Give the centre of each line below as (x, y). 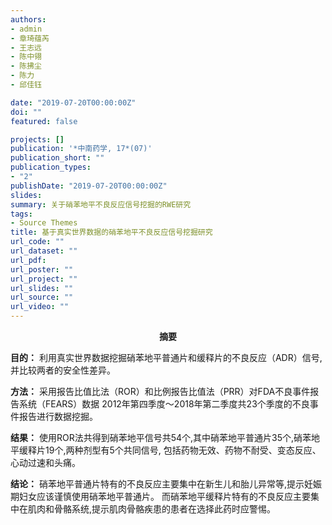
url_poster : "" (42, 269)
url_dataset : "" (44, 251)
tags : (21, 214)
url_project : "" (44, 279)
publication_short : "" (57, 158)
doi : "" (26, 112)
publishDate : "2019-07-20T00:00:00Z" (89, 186)
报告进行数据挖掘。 (58, 416)
